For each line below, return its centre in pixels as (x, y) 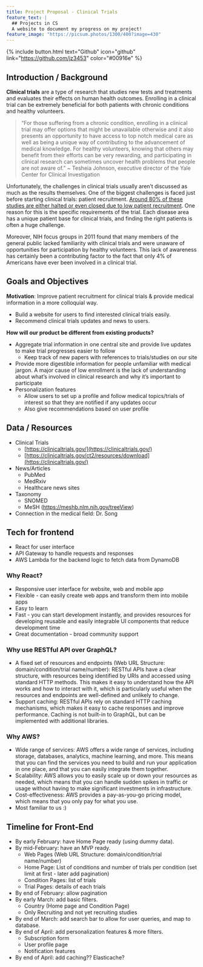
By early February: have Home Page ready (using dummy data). (95, 841)
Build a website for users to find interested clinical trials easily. (93, 314)
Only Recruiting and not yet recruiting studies (81, 912)
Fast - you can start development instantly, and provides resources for (103, 615)
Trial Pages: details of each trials (65, 887)
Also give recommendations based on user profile (86, 409)
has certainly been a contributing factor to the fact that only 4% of (89, 256)
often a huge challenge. (36, 224)
